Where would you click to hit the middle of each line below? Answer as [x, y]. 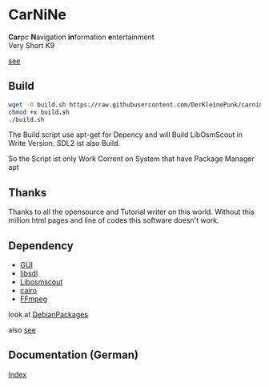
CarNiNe [37, 15]
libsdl [29, 273]
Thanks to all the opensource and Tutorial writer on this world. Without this [131, 212]
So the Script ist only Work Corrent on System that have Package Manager [131, 159]
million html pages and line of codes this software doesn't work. [114, 220]
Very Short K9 [32, 45]
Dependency [41, 246]
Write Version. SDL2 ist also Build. [64, 143]
